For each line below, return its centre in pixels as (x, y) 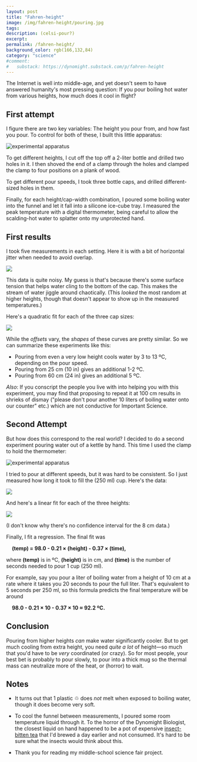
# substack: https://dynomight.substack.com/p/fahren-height (85, 66)
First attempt (30, 114)
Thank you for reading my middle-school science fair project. (89, 753)
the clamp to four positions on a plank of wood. (63, 170)
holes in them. (37, 188)
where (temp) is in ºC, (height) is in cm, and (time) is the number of (89, 559)
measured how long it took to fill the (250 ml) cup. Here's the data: (87, 480)
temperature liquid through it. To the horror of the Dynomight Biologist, (100, 722)
